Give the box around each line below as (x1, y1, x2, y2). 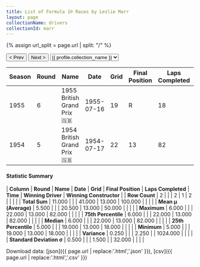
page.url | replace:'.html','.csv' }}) (6, 254, 87, 261)
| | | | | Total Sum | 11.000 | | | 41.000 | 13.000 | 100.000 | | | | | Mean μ (6, 198, 177, 206)
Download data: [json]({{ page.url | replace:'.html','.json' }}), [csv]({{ (6, 248, 173, 255)
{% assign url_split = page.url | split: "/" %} (6, 42, 112, 49)
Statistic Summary (6, 172, 54, 179)
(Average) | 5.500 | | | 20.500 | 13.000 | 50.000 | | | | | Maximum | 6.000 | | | (6, 204, 193, 212)
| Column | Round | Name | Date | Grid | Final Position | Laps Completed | (6, 185, 189, 193)
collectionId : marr (6, 25, 55, 32)
